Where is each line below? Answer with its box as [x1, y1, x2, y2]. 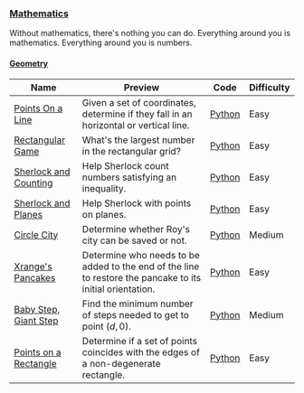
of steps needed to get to [81, 308, 190, 321]
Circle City [14, 229, 59, 241]
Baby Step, [14, 303, 61, 315]
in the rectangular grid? [81, 145, 181, 157]
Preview [123, 80, 160, 93]
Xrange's [14, 260, 52, 273]
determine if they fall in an [81, 108, 193, 120]
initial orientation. [81, 283, 156, 295]
